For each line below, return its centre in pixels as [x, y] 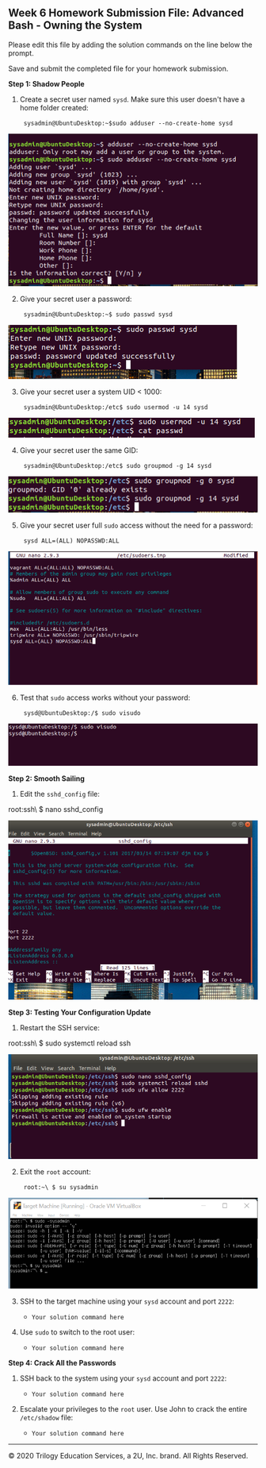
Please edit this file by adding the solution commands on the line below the [130, 44]
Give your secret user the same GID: [79, 450]
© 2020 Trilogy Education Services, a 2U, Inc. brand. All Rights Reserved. [128, 1455]
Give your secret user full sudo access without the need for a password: [136, 525]
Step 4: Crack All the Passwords [62, 1362]
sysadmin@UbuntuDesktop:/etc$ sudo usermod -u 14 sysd [116, 408]
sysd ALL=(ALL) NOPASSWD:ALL [72, 541]
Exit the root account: [55, 1172]
